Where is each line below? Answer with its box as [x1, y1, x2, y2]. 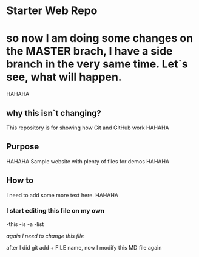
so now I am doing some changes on [6, 32, 193, 46]
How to [6, 176, 34, 186]
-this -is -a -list [6, 220, 44, 228]
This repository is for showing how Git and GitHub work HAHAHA [6, 124, 169, 131]
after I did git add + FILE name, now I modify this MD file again [6, 244, 162, 251]
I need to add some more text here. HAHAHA [6, 191, 118, 199]
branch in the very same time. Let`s [6, 57, 188, 71]
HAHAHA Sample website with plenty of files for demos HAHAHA [6, 157, 170, 165]
